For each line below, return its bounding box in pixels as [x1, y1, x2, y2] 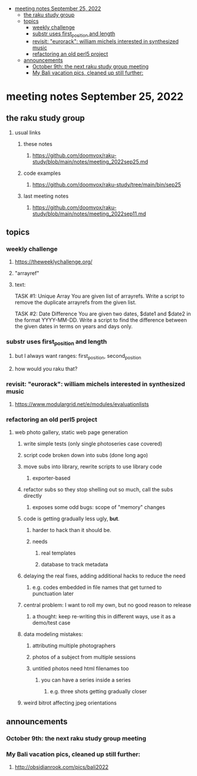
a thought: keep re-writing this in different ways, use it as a [32, 613, 176, 620]
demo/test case [32, 620, 71, 627]
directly [23, 493, 42, 500]
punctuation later [32, 590, 74, 597]
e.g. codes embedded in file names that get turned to [32, 584, 162, 591]
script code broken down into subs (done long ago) [23, 452, 149, 459]
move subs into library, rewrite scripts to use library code [23, 463, 162, 470]
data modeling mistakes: [23, 631, 83, 638]
